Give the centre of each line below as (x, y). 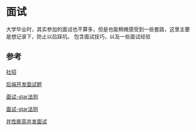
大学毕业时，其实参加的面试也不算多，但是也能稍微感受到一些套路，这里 (93, 29)
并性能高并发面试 (27, 121)
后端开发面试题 (24, 84)
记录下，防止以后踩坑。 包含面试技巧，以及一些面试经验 (83, 36)
